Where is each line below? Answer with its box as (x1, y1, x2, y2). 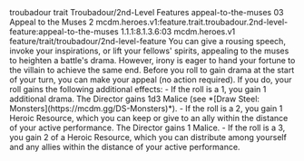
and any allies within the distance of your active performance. (9, 142, 240, 152)
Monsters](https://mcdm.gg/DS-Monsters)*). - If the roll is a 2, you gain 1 (9, 103, 283, 114)
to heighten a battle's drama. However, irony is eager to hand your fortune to (9, 55, 296, 65)
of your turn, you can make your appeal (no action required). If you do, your (9, 74, 292, 85)
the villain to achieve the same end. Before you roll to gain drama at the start (9, 65, 295, 75)
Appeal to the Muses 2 (9, 16, 94, 27)
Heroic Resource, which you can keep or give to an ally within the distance (9, 113, 289, 123)
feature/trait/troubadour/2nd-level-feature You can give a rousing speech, (9, 36, 286, 46)
